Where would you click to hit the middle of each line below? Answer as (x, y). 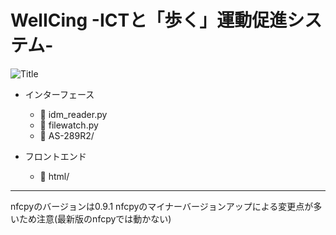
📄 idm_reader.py (73, 114)
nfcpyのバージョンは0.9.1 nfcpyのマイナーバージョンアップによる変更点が (162, 206)
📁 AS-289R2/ (67, 135)
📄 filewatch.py (69, 125)
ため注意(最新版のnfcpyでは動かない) (95, 218)
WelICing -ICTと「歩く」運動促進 (149, 20)
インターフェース (59, 94)
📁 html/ (54, 176)
